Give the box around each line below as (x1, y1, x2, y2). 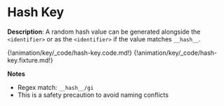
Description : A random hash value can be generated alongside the (7, 27, 201, 36)
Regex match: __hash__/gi (17, 83, 94, 91)
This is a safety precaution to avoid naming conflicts (17, 91, 169, 99)
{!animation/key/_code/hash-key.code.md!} (7, 48, 133, 57)
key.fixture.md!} (7, 55, 53, 64)
